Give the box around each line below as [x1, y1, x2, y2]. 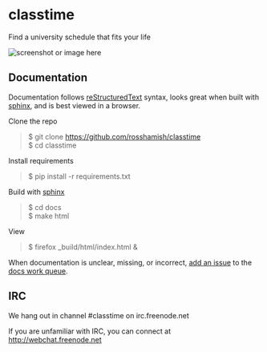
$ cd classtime [27, 140, 77, 150]
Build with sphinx [8, 187, 65, 196]
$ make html [27, 211, 70, 221]
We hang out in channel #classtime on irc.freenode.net [8, 310, 190, 320]
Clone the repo [8, 116, 58, 126]
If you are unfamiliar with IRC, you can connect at [8, 326, 172, 336]
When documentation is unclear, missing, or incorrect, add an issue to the [8, 257, 253, 267]
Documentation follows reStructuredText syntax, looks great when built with [8, 92, 259, 102]
